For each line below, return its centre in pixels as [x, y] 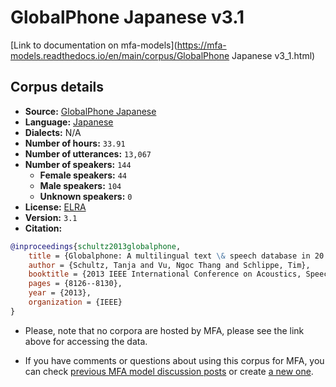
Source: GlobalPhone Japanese [90, 111]
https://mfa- [201, 45]
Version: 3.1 [51, 217]
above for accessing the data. [86, 341]
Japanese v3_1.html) [273, 55]
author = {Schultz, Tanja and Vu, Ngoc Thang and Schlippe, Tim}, [169, 265]
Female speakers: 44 [83, 175]
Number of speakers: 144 [78, 164]
